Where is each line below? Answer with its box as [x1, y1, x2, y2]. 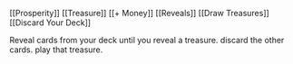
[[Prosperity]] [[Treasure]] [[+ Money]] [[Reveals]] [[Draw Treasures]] [9, 8, 269, 18]
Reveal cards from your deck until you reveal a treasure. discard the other [9, 35, 285, 45]
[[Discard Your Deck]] [9, 17, 92, 28]
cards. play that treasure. [9, 44, 103, 55]
